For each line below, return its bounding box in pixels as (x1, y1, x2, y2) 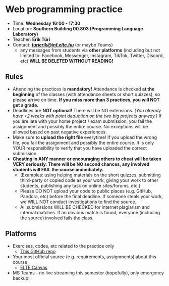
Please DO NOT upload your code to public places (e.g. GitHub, (20, 188, 152, 194)
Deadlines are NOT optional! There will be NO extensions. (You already (12, 107, 161, 113)
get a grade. (12, 102, 39, 108)
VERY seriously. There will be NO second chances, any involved (12, 161, 150, 167)
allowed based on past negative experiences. (12, 129, 107, 135)
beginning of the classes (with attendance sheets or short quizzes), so (12, 91, 160, 97)
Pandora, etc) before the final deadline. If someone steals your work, (20, 193, 163, 199)
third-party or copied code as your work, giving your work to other (20, 177, 159, 183)
